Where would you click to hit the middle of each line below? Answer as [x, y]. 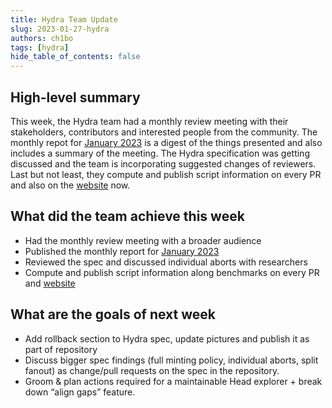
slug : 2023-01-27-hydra [60, 29]
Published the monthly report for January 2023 [122, 251]
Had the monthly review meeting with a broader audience [143, 240]
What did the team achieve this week [127, 216]
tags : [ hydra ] [40, 47]
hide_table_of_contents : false [75, 57]
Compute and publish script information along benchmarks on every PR [172, 272]
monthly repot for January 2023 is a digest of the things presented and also [166, 142]
